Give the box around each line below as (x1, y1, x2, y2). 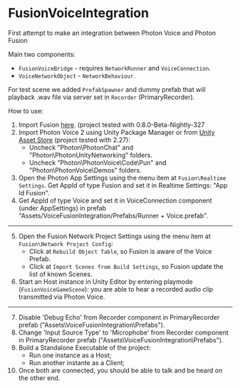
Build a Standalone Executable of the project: (18, 343, 152, 352)
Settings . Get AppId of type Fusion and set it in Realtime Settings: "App (18, 180, 228, 190)
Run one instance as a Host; (28, 351, 112, 359)
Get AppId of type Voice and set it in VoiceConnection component (18, 196, 212, 205)
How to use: (8, 106, 43, 115)
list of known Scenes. (28, 270, 93, 278)
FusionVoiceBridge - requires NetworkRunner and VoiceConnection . (18, 63, 211, 72)
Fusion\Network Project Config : (18, 239, 113, 247)
